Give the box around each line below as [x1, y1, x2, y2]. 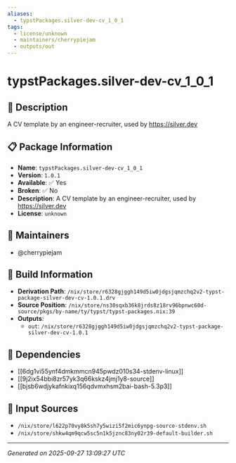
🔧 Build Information [7, 269, 93, 281]
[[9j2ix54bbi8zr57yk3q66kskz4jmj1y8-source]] [17, 374, 155, 383]
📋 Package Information [7, 141, 113, 153]
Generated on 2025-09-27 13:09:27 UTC [7, 449, 126, 457]
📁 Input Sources [7, 402, 79, 414]
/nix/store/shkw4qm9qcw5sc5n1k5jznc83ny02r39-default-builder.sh [17, 430, 213, 437]
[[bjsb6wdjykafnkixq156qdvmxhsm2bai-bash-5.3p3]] [17, 382, 172, 391]
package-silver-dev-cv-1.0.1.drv [17, 295, 116, 302]
